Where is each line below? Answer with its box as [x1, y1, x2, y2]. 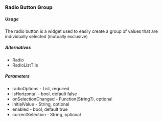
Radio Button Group [5, 4, 53, 11]
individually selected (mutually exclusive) [5, 33, 88, 39]
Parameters [5, 73, 30, 79]
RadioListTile [12, 62, 38, 68]
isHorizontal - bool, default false [12, 91, 77, 97]
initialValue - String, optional [12, 101, 70, 107]
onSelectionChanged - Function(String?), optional [12, 96, 113, 102]
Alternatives [5, 44, 31, 50]
